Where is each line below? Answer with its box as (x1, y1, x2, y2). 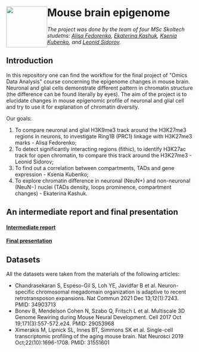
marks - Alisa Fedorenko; (14, 139, 77, 146)
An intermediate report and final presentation (6, 207, 179, 217)
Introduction (6, 55, 54, 66)
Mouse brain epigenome (47, 6, 170, 20)
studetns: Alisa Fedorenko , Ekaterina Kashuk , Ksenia (47, 32, 178, 39)
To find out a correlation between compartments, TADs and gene (14, 164, 175, 171)
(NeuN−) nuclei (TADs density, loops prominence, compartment (14, 183, 172, 190)
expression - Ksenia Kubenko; (14, 171, 89, 178)
